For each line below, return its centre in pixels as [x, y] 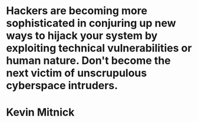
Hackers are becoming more [77, 11]
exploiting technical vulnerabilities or [99, 48]
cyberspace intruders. [62, 86]
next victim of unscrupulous [77, 73]
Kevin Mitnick [40, 112]
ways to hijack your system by [82, 36]
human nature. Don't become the [88, 61]
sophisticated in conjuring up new [91, 23]
